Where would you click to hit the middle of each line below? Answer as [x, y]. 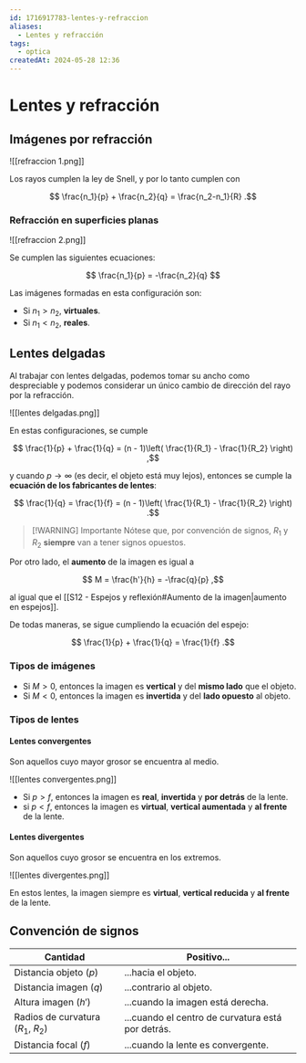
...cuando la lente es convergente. [196, 1045]
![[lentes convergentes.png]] [63, 779]
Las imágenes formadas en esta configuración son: [106, 293]
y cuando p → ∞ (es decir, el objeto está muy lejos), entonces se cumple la [151, 475]
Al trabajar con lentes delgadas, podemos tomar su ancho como [130, 375]
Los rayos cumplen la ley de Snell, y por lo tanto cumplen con [125, 179]
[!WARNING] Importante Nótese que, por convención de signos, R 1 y [160, 531]
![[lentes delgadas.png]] [55, 413]
